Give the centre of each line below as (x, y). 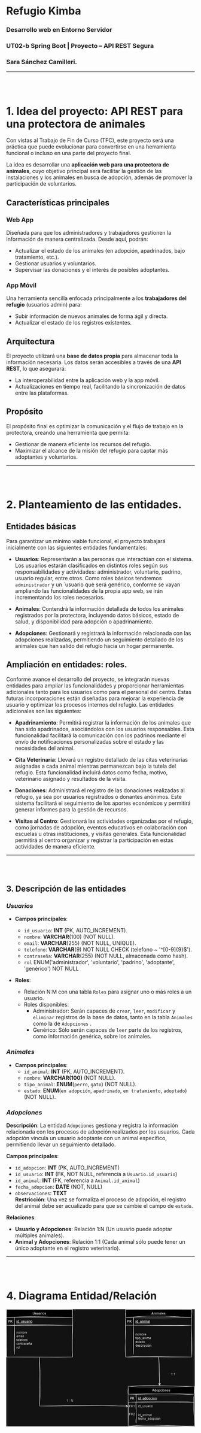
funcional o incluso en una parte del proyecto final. (69, 153)
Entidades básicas (41, 527)
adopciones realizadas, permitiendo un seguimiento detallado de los (99, 640)
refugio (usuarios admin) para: (44, 305)
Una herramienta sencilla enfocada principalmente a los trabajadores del (97, 298)
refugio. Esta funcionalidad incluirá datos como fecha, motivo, (91, 772)
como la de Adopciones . (62, 1024)
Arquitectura (31, 342)
